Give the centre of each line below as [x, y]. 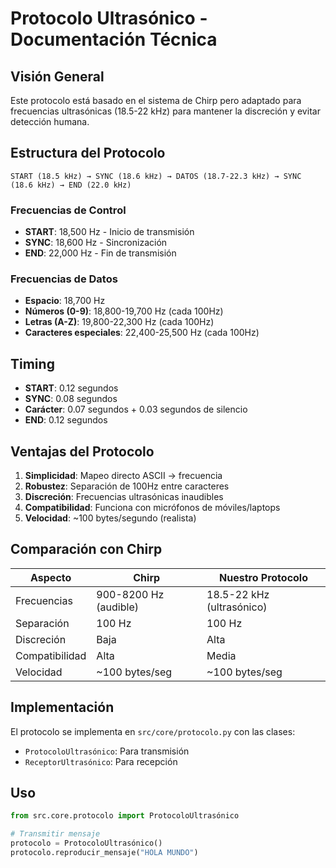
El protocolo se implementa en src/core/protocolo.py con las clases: [153, 731]
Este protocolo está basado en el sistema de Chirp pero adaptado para [156, 100]
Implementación [62, 707]
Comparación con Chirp [86, 549]
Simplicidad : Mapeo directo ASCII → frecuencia [123, 476]
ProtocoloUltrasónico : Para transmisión [107, 751]
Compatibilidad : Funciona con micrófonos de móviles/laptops [152, 508]
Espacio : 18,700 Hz [65, 301]
